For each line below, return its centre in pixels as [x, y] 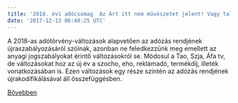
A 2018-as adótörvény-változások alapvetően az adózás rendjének [105, 40]
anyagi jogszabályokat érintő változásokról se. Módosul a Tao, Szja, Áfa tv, [116, 56]
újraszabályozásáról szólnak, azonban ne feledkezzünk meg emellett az [112, 48]
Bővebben [22, 92]
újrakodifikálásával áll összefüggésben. [65, 78]
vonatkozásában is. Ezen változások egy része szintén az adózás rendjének [118, 71]
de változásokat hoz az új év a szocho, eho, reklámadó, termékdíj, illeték [113, 63]
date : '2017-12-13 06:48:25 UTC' [57, 21]
